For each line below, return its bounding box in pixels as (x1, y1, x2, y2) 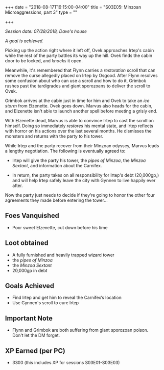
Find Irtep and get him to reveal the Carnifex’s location (12, 294, 121, 301)
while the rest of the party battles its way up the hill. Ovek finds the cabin (5, 53, 153, 58)
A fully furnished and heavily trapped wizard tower (12, 252, 115, 258)
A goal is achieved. (5, 38, 44, 44)
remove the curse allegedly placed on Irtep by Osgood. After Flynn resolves (5, 73, 158, 78)
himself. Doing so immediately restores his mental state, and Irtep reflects (5, 123, 153, 129)
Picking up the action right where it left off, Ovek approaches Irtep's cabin (5, 48, 154, 53)
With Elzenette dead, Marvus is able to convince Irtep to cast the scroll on (5, 118, 154, 123)
